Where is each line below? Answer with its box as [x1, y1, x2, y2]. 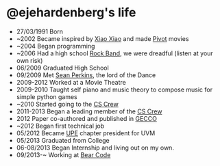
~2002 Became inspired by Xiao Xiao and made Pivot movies [16, 34, 189, 42]
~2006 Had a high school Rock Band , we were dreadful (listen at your [16, 49, 213, 57]
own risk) [16, 56, 43, 64]
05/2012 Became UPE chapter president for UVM [16, 128, 156, 137]
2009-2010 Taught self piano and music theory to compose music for [16, 85, 213, 94]
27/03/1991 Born [16, 27, 63, 36]
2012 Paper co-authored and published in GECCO [16, 114, 157, 122]
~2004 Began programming [16, 42, 95, 50]
